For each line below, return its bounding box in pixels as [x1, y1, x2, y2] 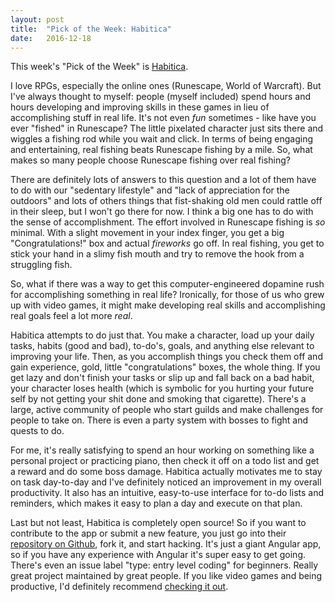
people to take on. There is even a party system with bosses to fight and [10, 414, 309, 426]
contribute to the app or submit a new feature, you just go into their [10, 527, 287, 540]
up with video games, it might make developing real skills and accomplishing [10, 299, 326, 311]
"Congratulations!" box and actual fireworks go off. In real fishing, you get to [10, 237, 325, 250]
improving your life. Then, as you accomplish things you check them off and [10, 351, 323, 363]
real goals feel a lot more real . [10, 310, 133, 322]
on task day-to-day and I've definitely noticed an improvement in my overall [10, 476, 322, 488]
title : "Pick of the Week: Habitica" [10, 24, 172, 34]
